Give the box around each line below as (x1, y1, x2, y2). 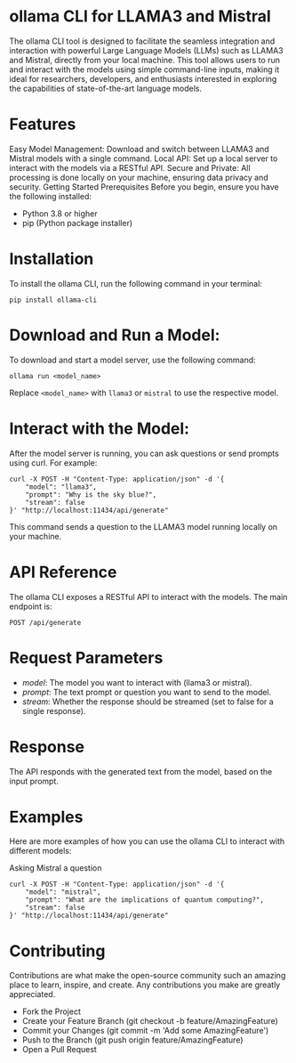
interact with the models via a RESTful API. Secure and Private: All (9, 162, 251, 173)
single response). (21, 705, 86, 716)
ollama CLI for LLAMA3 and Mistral (9, 6, 271, 27)
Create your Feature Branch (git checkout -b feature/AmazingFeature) (21, 1016, 278, 1026)
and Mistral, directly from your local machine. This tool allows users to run (9, 54, 280, 65)
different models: (9, 846, 72, 856)
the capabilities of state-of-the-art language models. (9, 83, 203, 93)
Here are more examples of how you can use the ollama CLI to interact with (9, 836, 285, 847)
